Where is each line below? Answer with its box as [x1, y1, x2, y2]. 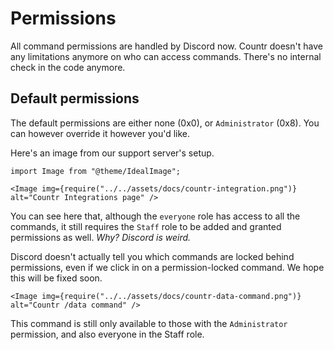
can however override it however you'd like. [10, 127, 191, 139]
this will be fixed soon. [10, 272, 103, 284]
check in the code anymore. [10, 61, 126, 73]
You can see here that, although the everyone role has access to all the [10, 210, 301, 222]
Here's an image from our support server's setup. [10, 147, 215, 159]
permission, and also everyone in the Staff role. [10, 328, 205, 340]
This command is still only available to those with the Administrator [10, 317, 288, 329]
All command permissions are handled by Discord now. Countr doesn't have [10, 40, 323, 52]
